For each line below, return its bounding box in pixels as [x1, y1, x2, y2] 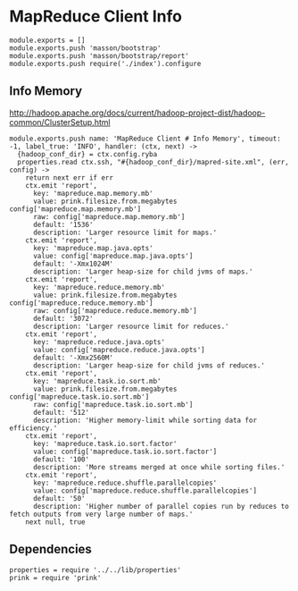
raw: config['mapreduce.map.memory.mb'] [32, 212, 186, 221]
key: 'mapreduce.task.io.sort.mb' [32, 376, 162, 385]
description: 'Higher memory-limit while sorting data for [32, 416, 257, 425]
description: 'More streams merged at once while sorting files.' [32, 462, 286, 471]
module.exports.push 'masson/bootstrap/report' [9, 51, 190, 60]
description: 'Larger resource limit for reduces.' [32, 322, 229, 331]
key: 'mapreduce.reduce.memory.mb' [32, 283, 166, 291]
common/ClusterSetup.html [9, 116, 111, 127]
